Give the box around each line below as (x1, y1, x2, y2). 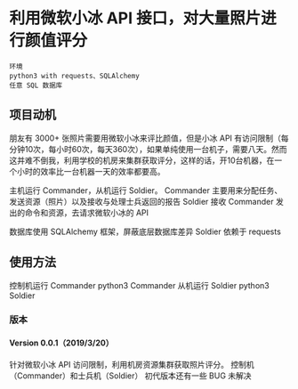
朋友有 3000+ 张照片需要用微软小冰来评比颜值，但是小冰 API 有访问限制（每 (9, 133, 289, 143)
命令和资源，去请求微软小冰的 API (24, 207, 149, 218)
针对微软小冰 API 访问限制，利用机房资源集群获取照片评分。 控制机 (9, 359, 255, 369)
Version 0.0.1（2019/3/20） (9, 337, 114, 348)
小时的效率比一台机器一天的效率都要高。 (16, 166, 165, 176)
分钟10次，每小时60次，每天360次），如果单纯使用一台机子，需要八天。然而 (9, 143, 287, 154)
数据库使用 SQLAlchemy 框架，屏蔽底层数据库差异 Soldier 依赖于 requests (9, 226, 282, 237)
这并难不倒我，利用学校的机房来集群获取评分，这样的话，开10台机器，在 (9, 155, 275, 166)
